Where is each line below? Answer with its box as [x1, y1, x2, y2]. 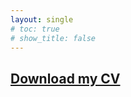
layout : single [10, 14, 74, 25]
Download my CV [10, 70, 121, 87]
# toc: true [10, 24, 60, 34]
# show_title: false [10, 33, 97, 43]
